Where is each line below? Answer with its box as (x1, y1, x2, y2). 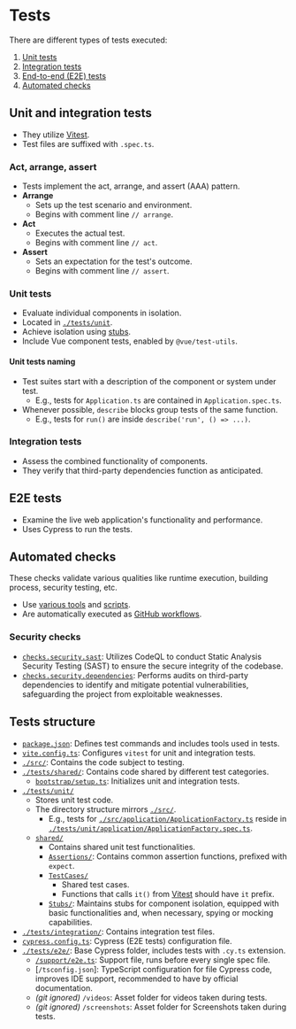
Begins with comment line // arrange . (34, 209, 174, 220)
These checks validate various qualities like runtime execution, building (9, 573, 269, 584)
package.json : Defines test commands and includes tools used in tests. (21, 738, 280, 748)
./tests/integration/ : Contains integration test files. (21, 926, 215, 937)
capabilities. (48, 917, 93, 927)
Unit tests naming (9, 356, 76, 367)
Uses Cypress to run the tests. (21, 523, 133, 534)
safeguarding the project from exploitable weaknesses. (21, 688, 224, 700)
